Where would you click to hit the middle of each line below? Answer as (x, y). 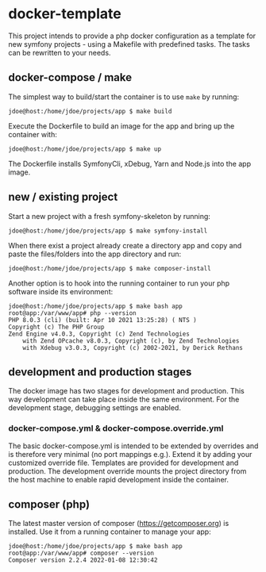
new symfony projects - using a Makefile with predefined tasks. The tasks (129, 44)
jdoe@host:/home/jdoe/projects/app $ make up (85, 149)
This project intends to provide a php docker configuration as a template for (132, 36)
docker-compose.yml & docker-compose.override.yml (116, 428)
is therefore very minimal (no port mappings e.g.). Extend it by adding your (130, 454)
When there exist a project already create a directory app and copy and (125, 245)
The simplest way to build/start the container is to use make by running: (124, 97)
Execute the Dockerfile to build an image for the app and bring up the (121, 126)
